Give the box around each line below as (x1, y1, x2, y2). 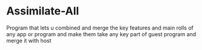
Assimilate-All (6, 4, 79, 18)
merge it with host (6, 37, 52, 44)
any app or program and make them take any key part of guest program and (6, 30, 197, 37)
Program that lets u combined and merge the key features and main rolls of (6, 24, 194, 31)
